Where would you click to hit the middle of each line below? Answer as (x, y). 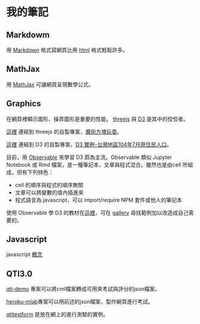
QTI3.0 (20, 274)
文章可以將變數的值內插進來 (49, 192)
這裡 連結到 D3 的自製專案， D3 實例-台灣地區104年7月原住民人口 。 (89, 144)
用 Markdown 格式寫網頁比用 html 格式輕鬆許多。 (67, 50)
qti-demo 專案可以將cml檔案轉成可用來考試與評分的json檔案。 (83, 289)
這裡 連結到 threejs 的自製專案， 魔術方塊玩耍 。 (64, 131)
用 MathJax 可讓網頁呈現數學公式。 (50, 84)
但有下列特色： (35, 172)
